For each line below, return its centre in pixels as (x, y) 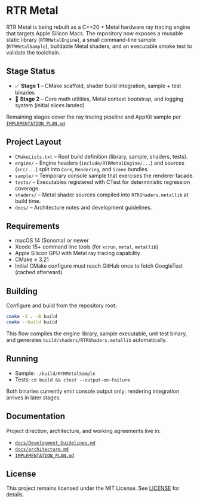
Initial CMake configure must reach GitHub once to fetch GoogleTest (99, 266)
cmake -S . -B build (32, 317)
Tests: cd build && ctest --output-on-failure (72, 379)
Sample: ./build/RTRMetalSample (55, 373)
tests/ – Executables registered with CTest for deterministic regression (102, 182)
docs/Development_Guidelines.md (55, 443)
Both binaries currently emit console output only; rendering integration (93, 391)
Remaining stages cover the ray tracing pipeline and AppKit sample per (93, 117)
